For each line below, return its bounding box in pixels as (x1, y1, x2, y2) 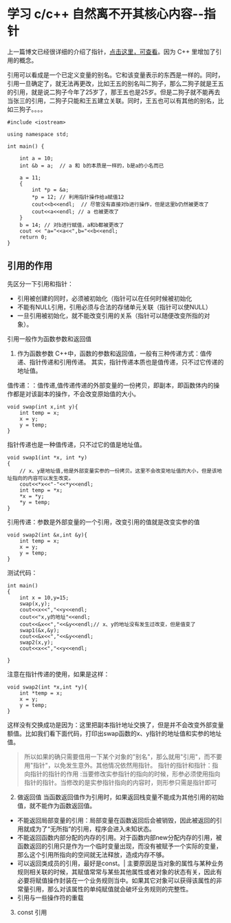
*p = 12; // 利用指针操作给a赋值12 (32, 193, 124, 200)
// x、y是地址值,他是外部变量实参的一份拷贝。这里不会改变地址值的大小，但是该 (19, 467, 217, 475)
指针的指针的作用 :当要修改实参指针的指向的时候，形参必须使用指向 (30, 770, 221, 778)
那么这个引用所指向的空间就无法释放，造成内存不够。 (16, 850, 168, 858)
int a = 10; (19, 155, 54, 162)
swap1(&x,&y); (19, 627, 60, 633)
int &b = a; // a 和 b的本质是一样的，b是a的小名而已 (19, 162, 164, 169)
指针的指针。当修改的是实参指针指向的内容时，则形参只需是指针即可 (23, 778, 217, 786)
